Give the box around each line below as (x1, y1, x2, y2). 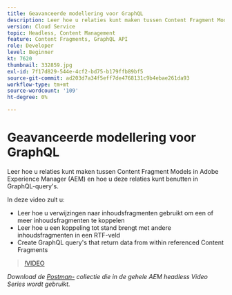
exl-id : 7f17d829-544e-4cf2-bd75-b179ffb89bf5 (7, 68, 144, 75)
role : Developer (7, 42, 54, 49)
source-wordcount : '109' (7, 87, 79, 94)
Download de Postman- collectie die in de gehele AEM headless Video (7, 272, 209, 280)
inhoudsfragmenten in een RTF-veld (17, 231, 121, 239)
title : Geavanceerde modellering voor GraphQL (7, 10, 144, 17)
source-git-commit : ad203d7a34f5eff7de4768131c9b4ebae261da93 (7, 74, 190, 82)
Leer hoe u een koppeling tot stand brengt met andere (17, 223, 171, 232)
